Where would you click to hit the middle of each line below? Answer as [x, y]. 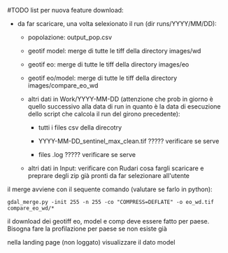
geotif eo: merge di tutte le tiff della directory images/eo [108, 64]
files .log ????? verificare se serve [87, 155]
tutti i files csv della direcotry [80, 128]
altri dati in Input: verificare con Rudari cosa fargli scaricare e [116, 168]
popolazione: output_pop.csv [70, 37]
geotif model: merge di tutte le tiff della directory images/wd [114, 51]
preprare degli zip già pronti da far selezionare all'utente [109, 176]
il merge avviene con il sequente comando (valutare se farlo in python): [110, 189]
